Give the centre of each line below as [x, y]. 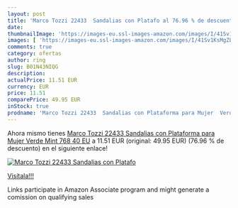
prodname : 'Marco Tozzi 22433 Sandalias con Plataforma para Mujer [110, 113]
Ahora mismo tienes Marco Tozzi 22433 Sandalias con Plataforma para [111, 133]
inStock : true [28, 106]
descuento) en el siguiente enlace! [58, 148]
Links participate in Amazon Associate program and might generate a [108, 190]
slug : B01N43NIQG [33, 67]
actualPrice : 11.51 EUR [42, 80]
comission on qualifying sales [51, 197]
